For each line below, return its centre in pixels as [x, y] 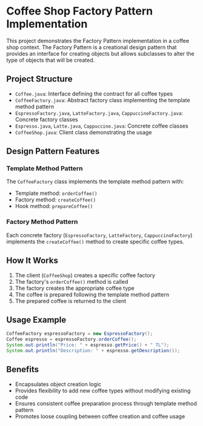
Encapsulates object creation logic [58, 384]
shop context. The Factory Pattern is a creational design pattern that [92, 47]
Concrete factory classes [46, 119]
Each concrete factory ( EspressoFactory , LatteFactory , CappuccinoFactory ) [99, 235]
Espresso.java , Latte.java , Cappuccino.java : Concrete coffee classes [102, 126]
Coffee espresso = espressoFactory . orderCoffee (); [72, 339]
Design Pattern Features [53, 152]
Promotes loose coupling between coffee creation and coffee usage [100, 416]
